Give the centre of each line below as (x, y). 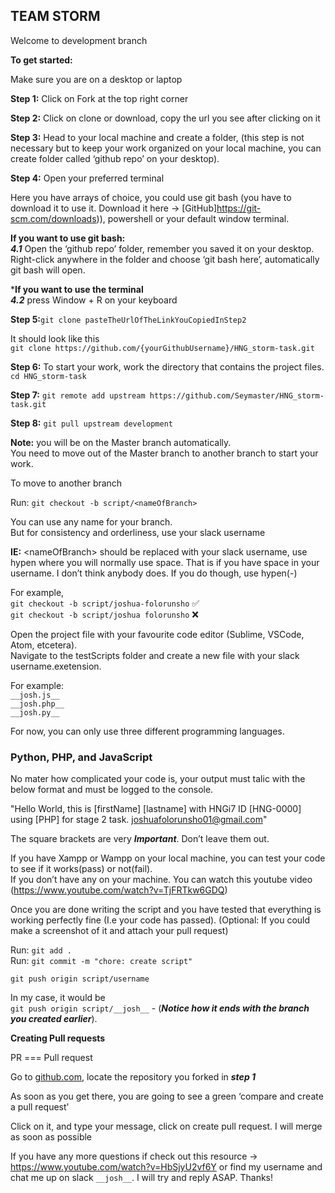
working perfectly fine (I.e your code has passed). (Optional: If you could (160, 920)
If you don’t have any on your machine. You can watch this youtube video (161, 880)
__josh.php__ (37, 704)
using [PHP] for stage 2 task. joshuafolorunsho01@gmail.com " (139, 820)
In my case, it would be (58, 998)
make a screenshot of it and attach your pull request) (119, 931)
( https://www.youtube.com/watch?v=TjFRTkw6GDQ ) (119, 890)
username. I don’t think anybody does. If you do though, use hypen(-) (154, 573)
